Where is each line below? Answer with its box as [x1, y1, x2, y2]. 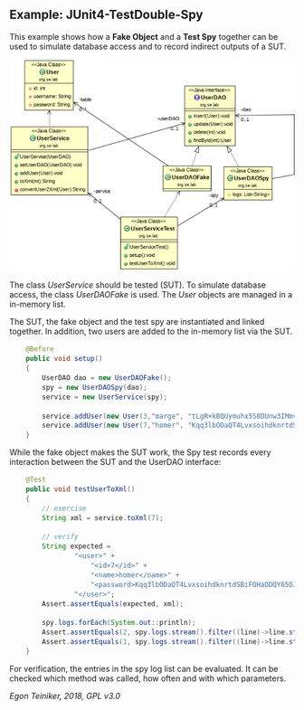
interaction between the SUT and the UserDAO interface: [9, 457, 222, 468]
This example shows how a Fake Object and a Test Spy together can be [9, 31, 279, 42]
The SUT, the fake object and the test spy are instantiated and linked [9, 317, 265, 327]
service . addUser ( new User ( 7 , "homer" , [42, 421, 184, 431]
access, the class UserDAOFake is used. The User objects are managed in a [9, 289, 293, 300]
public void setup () [25, 355, 103, 364]
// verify [42, 533, 79, 542]
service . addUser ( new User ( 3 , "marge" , [42, 412, 184, 421]
